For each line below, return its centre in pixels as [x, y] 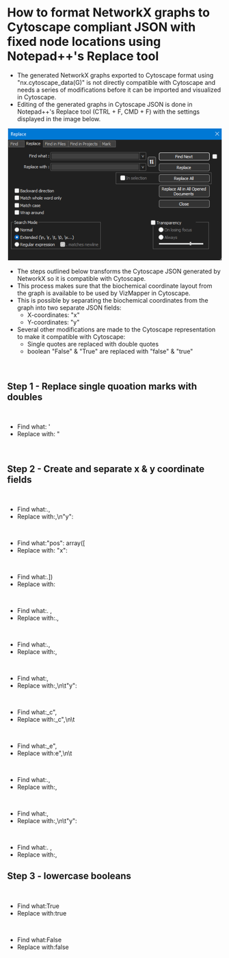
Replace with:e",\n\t [44, 753]
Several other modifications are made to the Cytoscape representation [116, 329]
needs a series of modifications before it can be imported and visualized [119, 90]
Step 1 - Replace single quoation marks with [102, 386]
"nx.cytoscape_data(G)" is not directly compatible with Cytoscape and [116, 82]
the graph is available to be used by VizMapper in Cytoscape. [104, 293]
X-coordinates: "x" [53, 315]
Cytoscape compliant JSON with [102, 27]
